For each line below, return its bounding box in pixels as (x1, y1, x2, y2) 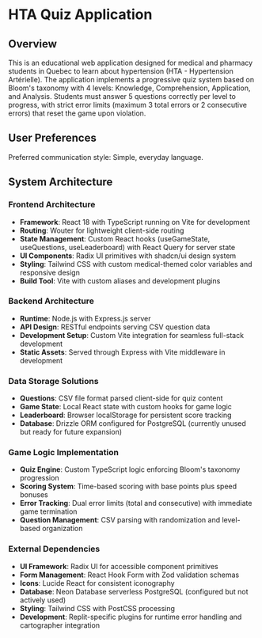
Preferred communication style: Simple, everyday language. (8, 152, 203, 161)
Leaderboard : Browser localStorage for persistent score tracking (19, 410, 232, 420)
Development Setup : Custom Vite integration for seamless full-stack (19, 330, 244, 340)
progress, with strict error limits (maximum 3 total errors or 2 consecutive (8, 101, 248, 109)
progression (19, 473, 59, 483)
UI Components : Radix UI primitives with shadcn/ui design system (19, 251, 237, 260)
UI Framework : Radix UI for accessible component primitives (19, 561, 219, 571)
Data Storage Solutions (8, 375, 99, 386)
